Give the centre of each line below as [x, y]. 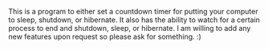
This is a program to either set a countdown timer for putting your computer [133, 11]
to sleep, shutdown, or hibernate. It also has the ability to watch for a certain [134, 20]
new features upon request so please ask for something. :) [105, 36]
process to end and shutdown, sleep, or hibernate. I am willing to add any [130, 28]
